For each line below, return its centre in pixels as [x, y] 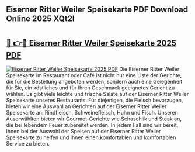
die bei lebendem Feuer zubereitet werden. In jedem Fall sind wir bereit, [92, 125]
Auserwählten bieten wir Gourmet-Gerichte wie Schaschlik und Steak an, [94, 119]
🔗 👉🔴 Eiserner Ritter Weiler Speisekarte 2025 [91, 43]
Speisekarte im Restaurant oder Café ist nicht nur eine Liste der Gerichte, [94, 75]
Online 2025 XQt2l [40, 19]
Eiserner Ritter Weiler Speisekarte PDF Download [97, 10]
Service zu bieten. [28, 144]
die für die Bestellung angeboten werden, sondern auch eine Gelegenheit [94, 82]
